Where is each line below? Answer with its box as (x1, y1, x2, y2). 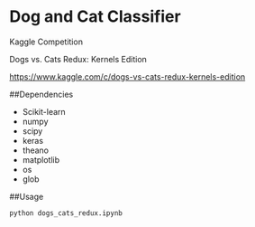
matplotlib (22, 154, 60, 165)
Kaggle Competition (9, 36, 84, 47)
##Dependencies (9, 89, 74, 99)
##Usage (9, 191, 44, 202)
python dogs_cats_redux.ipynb (9, 208, 123, 218)
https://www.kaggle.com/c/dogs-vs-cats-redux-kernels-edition (9, 71, 246, 82)
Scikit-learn (22, 106, 66, 117)
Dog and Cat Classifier (9, 6, 182, 27)
